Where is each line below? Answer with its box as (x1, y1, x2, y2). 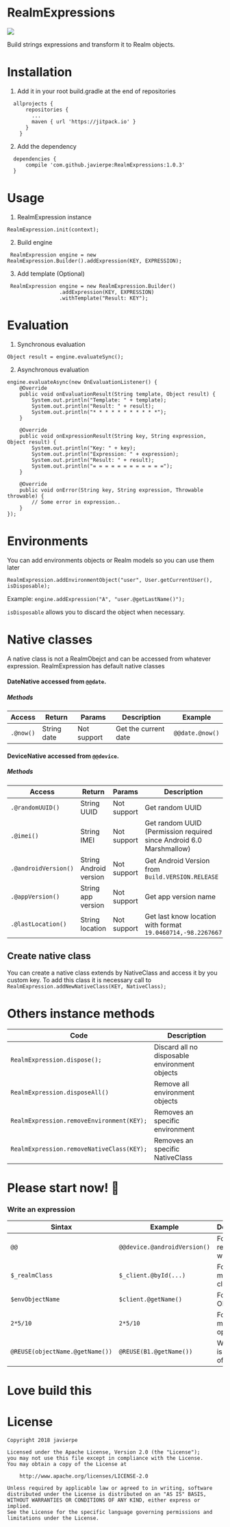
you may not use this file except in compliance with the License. (7, 1455, 204, 1462)
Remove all (153, 1079, 190, 1088)
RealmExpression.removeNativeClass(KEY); (10, 1145, 148, 1153)
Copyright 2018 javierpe (7, 1437, 78, 1444)
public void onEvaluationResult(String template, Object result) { (19, 391, 216, 398)
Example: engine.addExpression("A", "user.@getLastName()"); (7, 594, 186, 602)
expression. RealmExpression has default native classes (7, 661, 166, 670)
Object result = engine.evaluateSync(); (7, 353, 125, 361)
